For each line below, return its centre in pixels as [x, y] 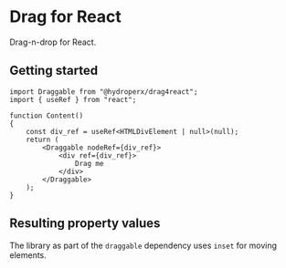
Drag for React [65, 17]
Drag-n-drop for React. [53, 42]
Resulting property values [85, 224]
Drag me [89, 163]
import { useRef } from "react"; [73, 99]
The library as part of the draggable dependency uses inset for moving [143, 245]
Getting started [54, 71]
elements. [28, 255]
